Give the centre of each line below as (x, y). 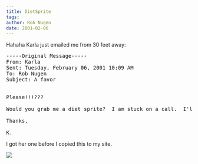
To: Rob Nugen (27, 74)
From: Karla (23, 62)
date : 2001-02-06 (27, 28)
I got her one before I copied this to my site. (59, 144)
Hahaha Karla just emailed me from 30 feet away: (66, 45)
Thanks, (17, 121)
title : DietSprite (29, 12)
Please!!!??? (25, 97)
